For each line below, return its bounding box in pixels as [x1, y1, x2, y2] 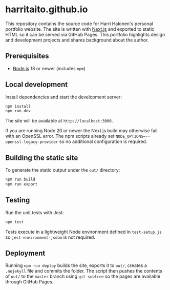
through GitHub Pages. [5, 279, 54, 285]
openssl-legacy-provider [5, 139, 58, 144]
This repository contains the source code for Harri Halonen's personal [5, 20, 153, 27]
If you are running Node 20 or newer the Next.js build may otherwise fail [5, 128, 158, 134]
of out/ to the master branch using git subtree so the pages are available [5, 273, 160, 280]
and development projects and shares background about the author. [5, 37, 149, 43]
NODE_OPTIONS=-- [115, 134, 151, 139]
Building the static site [5, 153, 78, 162]
